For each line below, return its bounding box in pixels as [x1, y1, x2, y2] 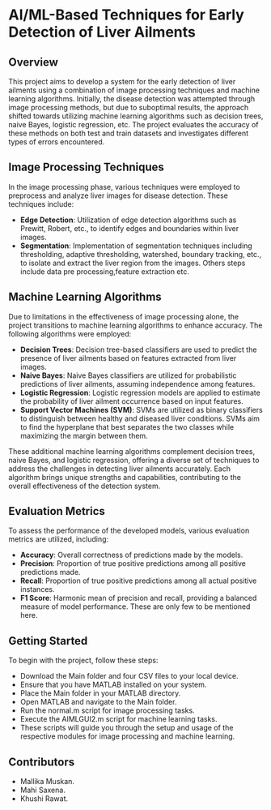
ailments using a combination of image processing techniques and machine [8, 85, 260, 95]
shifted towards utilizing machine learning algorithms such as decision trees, [8, 111, 264, 121]
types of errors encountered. [8, 137, 105, 147]
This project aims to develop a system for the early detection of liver [8, 77, 236, 86]
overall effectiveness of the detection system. [8, 481, 161, 491]
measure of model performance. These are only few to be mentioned [19, 602, 251, 611]
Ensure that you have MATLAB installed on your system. [19, 679, 207, 690]
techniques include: [8, 199, 74, 208]
